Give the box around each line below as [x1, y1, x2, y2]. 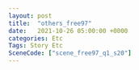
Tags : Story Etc [8, 42, 63, 50]
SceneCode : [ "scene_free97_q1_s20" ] [8, 49, 132, 57]
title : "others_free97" [8, 19, 92, 27]
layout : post [8, 11, 53, 20]
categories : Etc [8, 34, 63, 43]
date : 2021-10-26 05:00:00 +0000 [8, 27, 128, 35]
